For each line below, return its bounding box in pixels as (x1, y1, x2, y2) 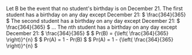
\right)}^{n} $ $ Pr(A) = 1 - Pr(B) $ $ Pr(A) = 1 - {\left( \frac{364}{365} (6, 36, 174, 43)
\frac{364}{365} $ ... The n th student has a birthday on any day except (6, 23, 177, 30)
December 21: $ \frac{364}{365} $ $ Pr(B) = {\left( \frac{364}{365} (6, 30, 169, 37)
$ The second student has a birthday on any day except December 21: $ (6, 18, 180, 24)
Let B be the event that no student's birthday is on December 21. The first (6, 5, 183, 12)
